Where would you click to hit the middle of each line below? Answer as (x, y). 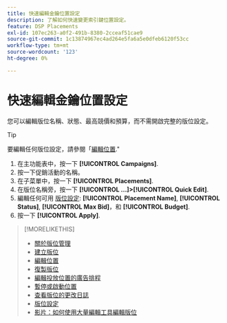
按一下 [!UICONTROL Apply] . (59, 215)
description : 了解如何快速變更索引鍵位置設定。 (68, 20)
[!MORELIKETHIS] (49, 229)
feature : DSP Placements (43, 26)
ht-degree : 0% (28, 59)
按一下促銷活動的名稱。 (50, 172)
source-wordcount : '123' (43, 52)
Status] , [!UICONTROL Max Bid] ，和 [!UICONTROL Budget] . (104, 207)
